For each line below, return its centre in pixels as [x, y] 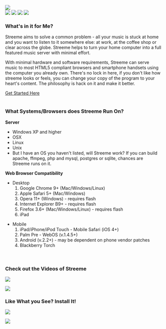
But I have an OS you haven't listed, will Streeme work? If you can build [85, 153]
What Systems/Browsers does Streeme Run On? [64, 111]
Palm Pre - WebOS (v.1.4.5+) [49, 235]
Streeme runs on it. [32, 164]
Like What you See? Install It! [41, 301]
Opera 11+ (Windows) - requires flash [58, 198]
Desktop [21, 183]
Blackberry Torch [37, 245]
